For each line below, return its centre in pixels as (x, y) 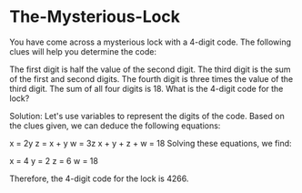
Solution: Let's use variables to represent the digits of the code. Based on (147, 116)
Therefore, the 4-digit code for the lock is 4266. (99, 178)
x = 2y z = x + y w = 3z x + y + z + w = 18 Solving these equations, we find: (151, 143)
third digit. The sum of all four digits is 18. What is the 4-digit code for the (146, 88)
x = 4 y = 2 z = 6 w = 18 (54, 160)
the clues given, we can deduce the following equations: (115, 126)
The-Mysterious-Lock (95, 17)
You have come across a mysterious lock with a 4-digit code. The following (151, 42)
